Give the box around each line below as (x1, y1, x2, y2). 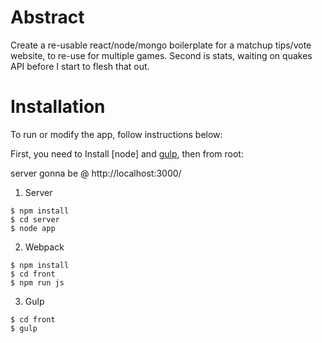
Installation (10, 96, 106, 118)
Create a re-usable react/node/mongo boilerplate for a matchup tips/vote (10, 39, 312, 51)
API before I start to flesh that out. (10, 60, 150, 72)
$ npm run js (10, 277, 65, 288)
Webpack (24, 241, 65, 253)
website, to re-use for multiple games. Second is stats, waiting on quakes (10, 49, 313, 61)
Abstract (10, 6, 85, 29)
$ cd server (10, 214, 60, 225)
